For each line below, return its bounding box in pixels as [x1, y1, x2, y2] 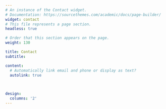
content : [5, 63, 24, 68]
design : [5, 91, 22, 96]
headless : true [5, 26, 37, 31]
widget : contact [5, 17, 39, 22]
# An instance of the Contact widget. [5, 7, 87, 13]
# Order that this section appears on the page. [5, 35, 109, 41]
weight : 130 [5, 40, 30, 46]
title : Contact [5, 49, 37, 54]
